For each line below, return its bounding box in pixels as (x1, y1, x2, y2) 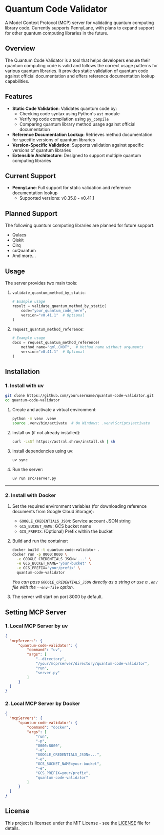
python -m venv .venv (12, 416, 56, 421)
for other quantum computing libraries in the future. (5, 30, 109, 36)
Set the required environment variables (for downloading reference (12, 503, 147, 509)
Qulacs (12, 232, 27, 238)
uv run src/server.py (12, 476, 56, 481)
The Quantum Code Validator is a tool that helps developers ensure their (5, 57, 150, 63)
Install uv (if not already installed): (12, 429, 81, 435)
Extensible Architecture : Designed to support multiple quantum (12, 152, 142, 158)
